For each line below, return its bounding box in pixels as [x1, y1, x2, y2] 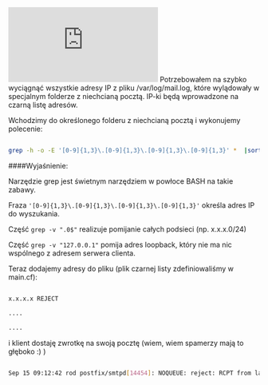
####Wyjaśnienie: [8, 161, 69, 170]
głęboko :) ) [8, 347, 46, 356]
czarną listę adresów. [8, 100, 78, 109]
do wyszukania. [8, 208, 60, 218]
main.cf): [8, 272, 38, 282]
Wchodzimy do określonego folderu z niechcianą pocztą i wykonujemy [8, 116, 241, 125]
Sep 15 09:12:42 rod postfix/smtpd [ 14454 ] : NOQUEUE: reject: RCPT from [8, 369, 251, 377]
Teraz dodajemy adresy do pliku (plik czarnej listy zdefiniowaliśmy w [8, 264, 234, 273]
